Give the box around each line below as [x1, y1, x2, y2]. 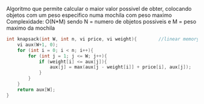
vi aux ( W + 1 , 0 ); [17, 42, 59, 48]
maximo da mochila [6, 24, 55, 31]
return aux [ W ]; [17, 86, 56, 93]
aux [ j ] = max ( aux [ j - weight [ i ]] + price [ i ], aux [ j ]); [49, 64, 192, 70]
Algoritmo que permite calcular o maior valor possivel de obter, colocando [6, 5, 192, 12]
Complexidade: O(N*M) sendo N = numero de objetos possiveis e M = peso [6, 18, 197, 25]
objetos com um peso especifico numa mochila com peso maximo [6, 11, 172, 19]
